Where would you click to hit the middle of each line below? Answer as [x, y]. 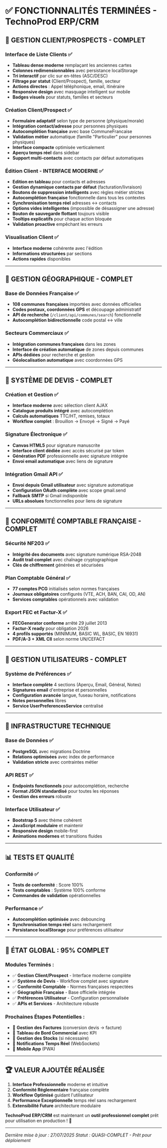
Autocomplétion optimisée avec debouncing [59, 919]
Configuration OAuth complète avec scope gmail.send [69, 490]
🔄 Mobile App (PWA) [34, 1049]
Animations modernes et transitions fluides [57, 836]
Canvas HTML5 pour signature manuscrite [56, 445]
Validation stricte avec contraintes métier [55, 762]
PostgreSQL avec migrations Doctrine [51, 751]
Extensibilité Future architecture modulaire [56, 1106]
